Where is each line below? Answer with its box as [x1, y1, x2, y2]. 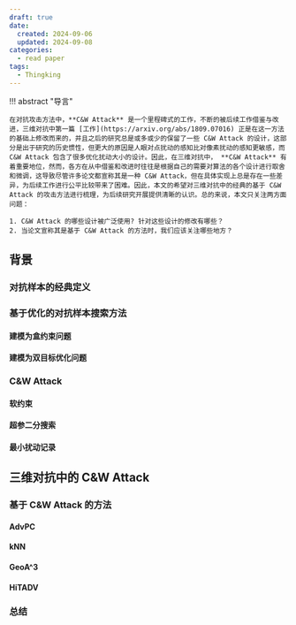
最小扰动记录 [9, 441, 56, 452]
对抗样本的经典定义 [9, 281, 91, 293]
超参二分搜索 [9, 420, 56, 431]
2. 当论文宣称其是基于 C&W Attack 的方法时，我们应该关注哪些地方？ [9, 226, 233, 235]
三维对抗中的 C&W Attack [9, 470, 150, 485]
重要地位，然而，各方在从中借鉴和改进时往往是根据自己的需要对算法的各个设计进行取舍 [15, 162, 285, 171]
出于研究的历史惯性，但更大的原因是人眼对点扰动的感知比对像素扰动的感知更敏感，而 [21, 143, 285, 152]
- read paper [17, 54, 65, 63]
